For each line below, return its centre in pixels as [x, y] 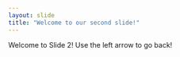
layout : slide [32, 15]
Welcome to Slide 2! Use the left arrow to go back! [90, 45]
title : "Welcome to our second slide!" [74, 23]
